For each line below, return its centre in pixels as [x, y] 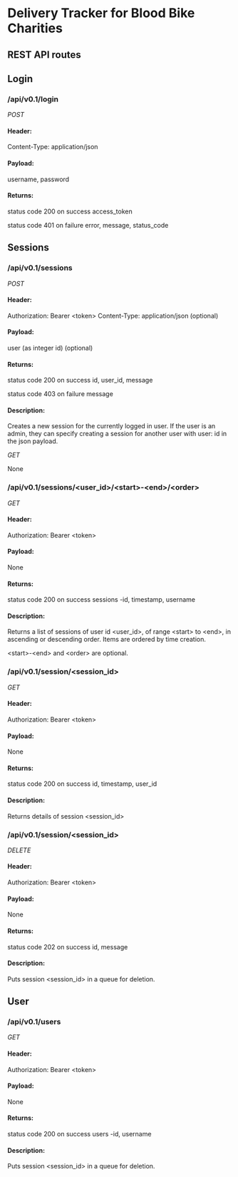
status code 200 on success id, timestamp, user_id [82, 784]
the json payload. [33, 441]
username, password [38, 179]
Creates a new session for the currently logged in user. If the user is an [112, 426]
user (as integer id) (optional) [50, 348]
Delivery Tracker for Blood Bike [101, 13]
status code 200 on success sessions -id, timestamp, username [102, 600]
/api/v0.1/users [34, 1022]
